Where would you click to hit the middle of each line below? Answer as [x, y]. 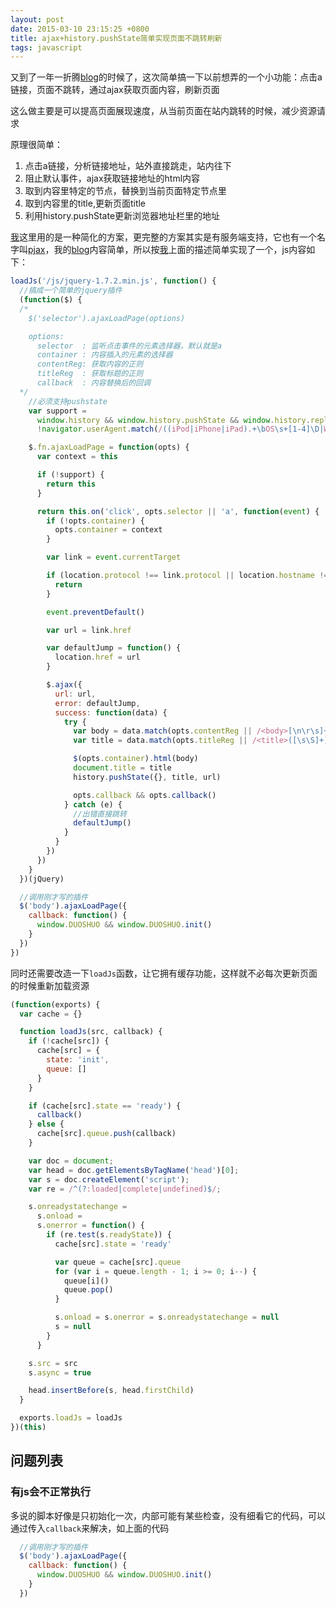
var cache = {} [51, 1014]
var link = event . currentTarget [114, 557]
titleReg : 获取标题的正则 [90, 374]
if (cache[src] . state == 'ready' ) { [105, 1106]
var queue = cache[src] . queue [118, 1262]
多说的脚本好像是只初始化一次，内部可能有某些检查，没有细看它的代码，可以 [168, 1515]
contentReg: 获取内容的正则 [90, 364]
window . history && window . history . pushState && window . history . [173, 420]
